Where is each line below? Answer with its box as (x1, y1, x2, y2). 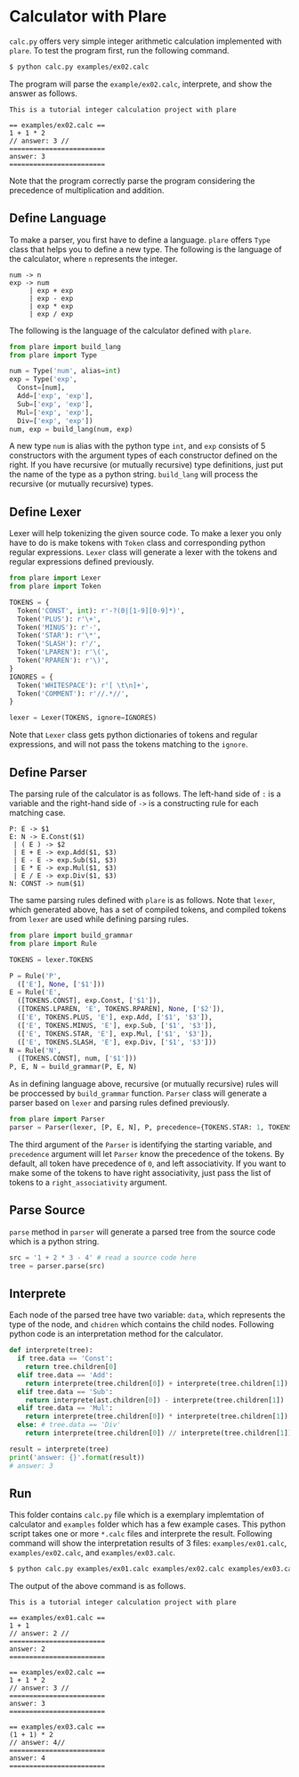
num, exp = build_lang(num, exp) (9, 425, 133, 434)
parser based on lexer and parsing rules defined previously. (9, 1097, 230, 1108)
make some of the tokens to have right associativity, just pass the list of (9, 1167, 271, 1178)
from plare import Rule (9, 939, 98, 948)
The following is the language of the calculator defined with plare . (9, 325, 252, 336)
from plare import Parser (9, 1115, 105, 1124)
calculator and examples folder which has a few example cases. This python (9, 1519, 287, 1529)
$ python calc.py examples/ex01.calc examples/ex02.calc (9, 1565, 225, 1574)
